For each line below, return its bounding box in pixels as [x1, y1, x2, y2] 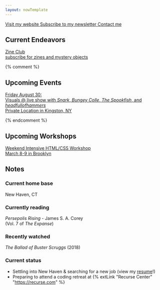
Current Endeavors [5, 36, 66, 44]
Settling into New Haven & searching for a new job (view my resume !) [12, 268, 156, 274]
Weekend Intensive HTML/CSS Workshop [5, 145, 91, 151]
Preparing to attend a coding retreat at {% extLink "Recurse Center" [12, 273, 152, 279]
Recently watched [5, 233, 50, 240]
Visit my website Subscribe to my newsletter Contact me [5, 21, 122, 27]
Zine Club [5, 49, 25, 55]
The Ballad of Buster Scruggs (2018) [5, 244, 81, 250]
